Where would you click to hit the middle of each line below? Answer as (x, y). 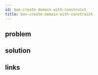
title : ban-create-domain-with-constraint (49, 14)
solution (18, 51)
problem (18, 34)
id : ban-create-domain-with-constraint (46, 10)
